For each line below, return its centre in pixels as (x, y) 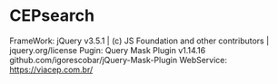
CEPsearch (52, 16)
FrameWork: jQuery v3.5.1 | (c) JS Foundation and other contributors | (139, 41)
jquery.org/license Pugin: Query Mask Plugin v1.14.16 (108, 50)
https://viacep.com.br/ (51, 70)
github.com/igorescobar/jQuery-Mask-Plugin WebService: (119, 60)
